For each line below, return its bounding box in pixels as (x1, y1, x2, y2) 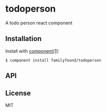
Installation (5, 34, 42, 43)
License (5, 89, 31, 97)
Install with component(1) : (5, 48, 60, 54)
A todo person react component (5, 20, 72, 26)
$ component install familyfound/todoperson (5, 58, 101, 63)
